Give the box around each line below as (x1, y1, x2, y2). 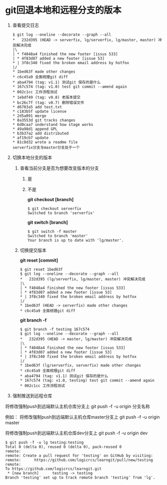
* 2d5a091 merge (12, 113, 46, 118)
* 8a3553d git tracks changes (12, 117, 76, 123)
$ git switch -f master (27, 229, 77, 234)
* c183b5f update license (12, 109, 66, 114)
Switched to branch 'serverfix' (27, 210, 95, 216)
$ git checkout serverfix (27, 206, 81, 211)
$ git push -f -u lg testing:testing (5, 440, 84, 445)
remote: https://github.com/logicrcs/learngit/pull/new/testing (5, 457, 153, 462)
